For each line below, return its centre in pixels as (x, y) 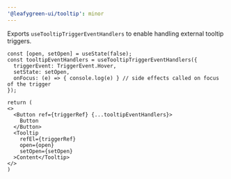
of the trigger (29, 84)
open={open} (37, 145)
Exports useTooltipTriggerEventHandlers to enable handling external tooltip (115, 33)
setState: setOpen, (42, 72)
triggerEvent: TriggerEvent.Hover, (65, 66)
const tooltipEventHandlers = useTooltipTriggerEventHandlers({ (102, 60)
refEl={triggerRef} (48, 139)
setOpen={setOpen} (46, 151)
